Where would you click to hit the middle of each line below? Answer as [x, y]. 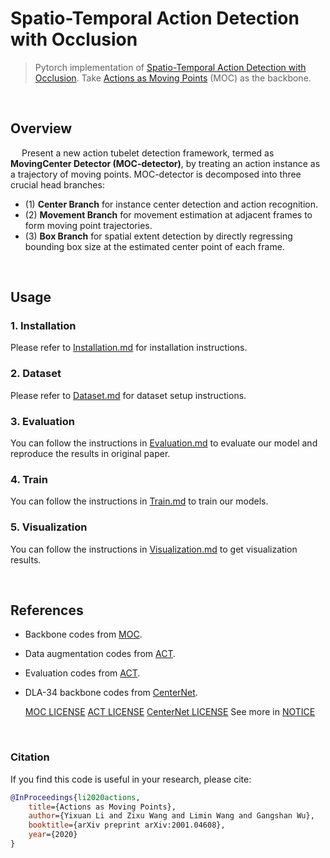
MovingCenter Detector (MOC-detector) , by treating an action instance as [165, 163]
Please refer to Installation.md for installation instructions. [129, 348]
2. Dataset [36, 374]
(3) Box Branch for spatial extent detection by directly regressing [158, 236]
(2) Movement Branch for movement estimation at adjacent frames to [168, 214]
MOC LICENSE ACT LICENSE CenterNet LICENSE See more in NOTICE [170, 712]
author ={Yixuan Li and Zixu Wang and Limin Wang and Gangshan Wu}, [171, 816]
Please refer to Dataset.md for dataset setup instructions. [128, 395]
